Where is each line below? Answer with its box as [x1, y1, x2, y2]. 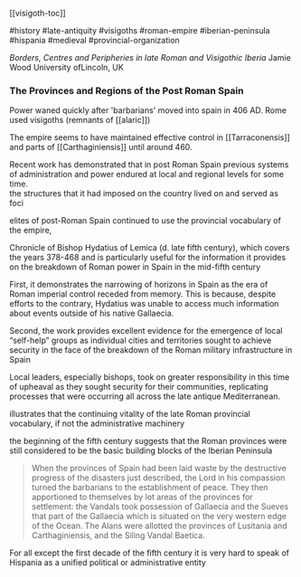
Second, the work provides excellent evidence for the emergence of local [9, 326, 283, 336]
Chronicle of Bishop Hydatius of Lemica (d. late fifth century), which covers [9, 242, 290, 253]
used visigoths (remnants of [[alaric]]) [9, 115, 151, 126]
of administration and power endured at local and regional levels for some [9, 169, 285, 180]
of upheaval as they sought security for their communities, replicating [9, 382, 268, 393]
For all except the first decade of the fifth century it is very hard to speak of [9, 547, 290, 559]
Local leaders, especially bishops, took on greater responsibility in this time [9, 372, 290, 383]
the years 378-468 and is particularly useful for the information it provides [9, 252, 287, 263]
